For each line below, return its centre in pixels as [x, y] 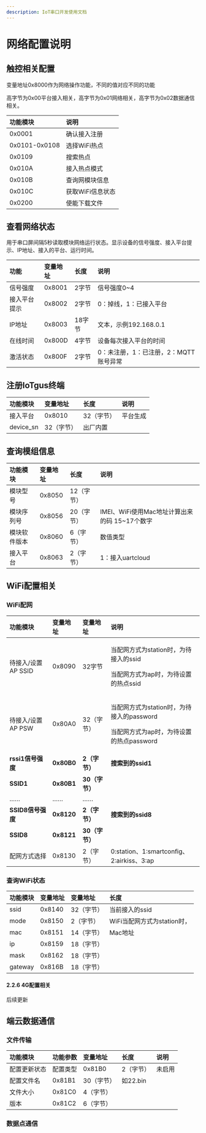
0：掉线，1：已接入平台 [132, 304]
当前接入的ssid [131, 910]
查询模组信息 [31, 451]
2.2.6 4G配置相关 [29, 985]
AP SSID [21, 670]
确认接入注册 [84, 134]
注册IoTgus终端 [36, 385]
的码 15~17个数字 [126, 521]
